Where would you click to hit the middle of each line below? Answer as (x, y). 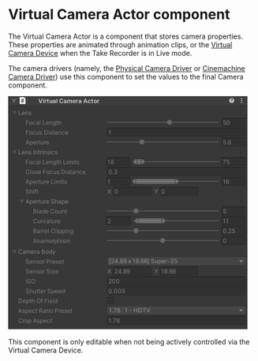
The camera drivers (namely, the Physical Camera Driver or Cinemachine (127, 68)
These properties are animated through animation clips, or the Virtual (120, 44)
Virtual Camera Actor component (119, 15)
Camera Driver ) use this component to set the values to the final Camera (126, 76)
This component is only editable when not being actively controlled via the (129, 341)
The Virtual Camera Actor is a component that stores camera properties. (125, 36)
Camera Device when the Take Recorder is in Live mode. (100, 53)
